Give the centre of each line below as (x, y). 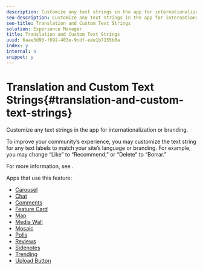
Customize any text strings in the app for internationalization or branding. (97, 130)
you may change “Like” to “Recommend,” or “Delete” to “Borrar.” (86, 154)
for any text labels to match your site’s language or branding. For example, (98, 148)
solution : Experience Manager (44, 29)
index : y (17, 46)
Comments (29, 202)
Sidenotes (27, 248)
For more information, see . (40, 166)
